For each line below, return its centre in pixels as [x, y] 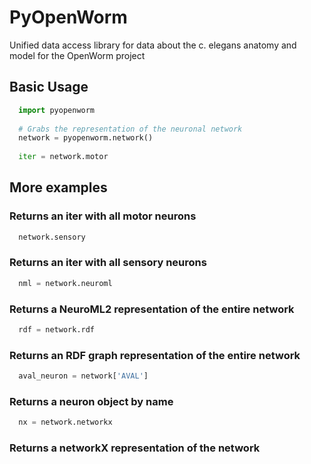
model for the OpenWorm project [77, 55]
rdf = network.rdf [57, 330]
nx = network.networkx [65, 422]
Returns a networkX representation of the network [135, 448]
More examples [58, 187]
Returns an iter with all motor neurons [103, 216]
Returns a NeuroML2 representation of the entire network [152, 309]
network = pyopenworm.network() [86, 138]
